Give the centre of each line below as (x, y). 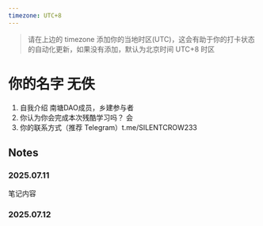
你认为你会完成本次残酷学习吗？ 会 (76, 117)
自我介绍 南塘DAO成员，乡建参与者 (77, 107)
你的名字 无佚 (51, 84)
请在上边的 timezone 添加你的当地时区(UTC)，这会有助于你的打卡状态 (141, 39)
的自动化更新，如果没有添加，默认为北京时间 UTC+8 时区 (121, 49)
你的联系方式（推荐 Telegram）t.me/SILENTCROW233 (109, 127)
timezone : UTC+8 (35, 15)
